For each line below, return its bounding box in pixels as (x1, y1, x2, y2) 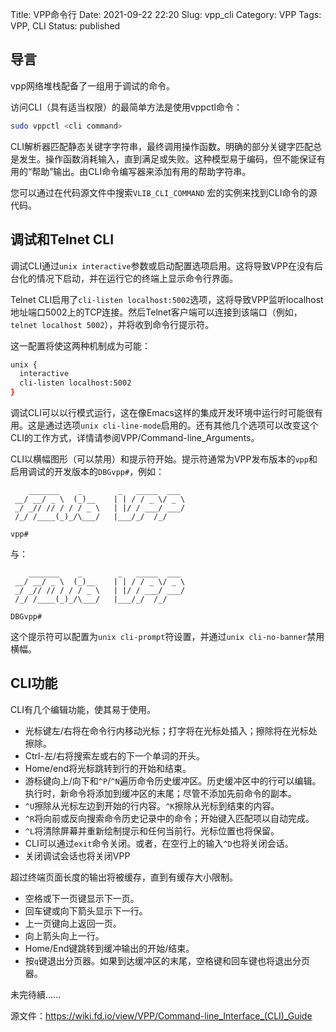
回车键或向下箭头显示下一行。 (24, 904, 148, 917)
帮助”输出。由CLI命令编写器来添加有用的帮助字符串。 (31, 165, 252, 177)
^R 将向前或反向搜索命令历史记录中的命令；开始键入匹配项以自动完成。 (24, 812, 315, 824)
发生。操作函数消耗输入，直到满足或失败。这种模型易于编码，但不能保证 (18, 153, 317, 165)
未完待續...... (10, 988, 62, 1000)
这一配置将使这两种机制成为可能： (10, 339, 151, 352)
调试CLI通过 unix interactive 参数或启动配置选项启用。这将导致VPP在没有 (10, 259, 315, 272)
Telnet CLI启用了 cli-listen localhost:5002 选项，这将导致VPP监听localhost (10, 293, 324, 305)
